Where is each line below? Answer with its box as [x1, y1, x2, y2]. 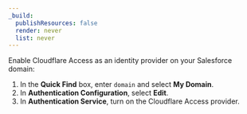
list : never [15, 33, 56, 42]
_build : [8, 11, 34, 20]
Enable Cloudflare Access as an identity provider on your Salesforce [8, 56, 233, 65]
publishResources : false [15, 19, 98, 27]
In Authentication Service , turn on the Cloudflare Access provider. [19, 96, 241, 106]
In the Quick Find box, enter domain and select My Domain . [19, 80, 214, 89]
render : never [15, 26, 62, 34]
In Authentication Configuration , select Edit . [19, 88, 169, 98]
